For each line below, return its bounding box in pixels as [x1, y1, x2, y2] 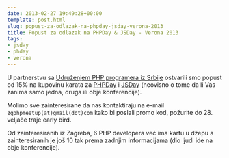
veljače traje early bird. [7, 116, 72, 124]
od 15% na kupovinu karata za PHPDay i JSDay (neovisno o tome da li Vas [7, 80, 216, 89]
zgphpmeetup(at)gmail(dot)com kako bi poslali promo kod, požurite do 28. [7, 108, 213, 116]
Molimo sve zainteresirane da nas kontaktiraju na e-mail [7, 101, 165, 109]
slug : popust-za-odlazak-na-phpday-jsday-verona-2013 [7, 23, 164, 29]
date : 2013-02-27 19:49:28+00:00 [7, 10, 103, 17]
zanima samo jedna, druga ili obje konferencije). [7, 88, 142, 96]
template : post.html [7, 16, 66, 23]
